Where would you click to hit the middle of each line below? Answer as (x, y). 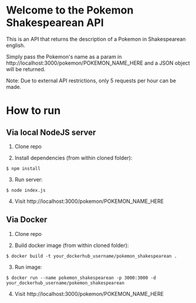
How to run (33, 111)
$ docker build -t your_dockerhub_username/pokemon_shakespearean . (92, 256)
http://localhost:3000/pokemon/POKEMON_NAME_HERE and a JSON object (98, 63)
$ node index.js (26, 190)
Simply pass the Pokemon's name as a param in (64, 56)
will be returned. (26, 69)
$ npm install (23, 168)
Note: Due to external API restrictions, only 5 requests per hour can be (91, 81)
